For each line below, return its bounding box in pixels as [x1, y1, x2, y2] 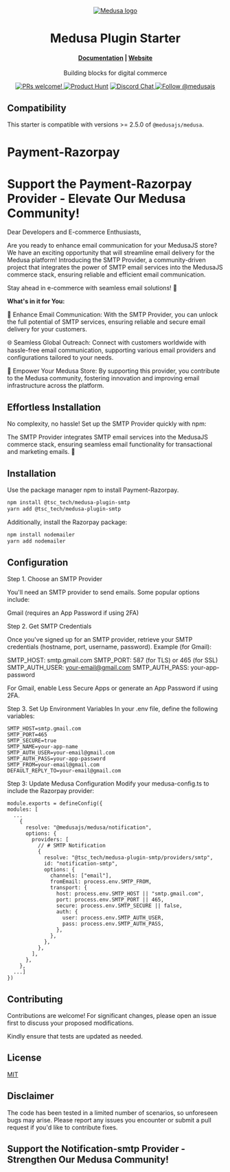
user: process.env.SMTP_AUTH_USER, [62, 915, 165, 922]
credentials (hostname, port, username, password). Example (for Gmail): [7, 643, 211, 651]
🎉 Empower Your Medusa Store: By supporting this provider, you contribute [7, 367, 220, 375]
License [7, 1052, 42, 1064]
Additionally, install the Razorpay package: [7, 518, 128, 526]
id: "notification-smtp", [43, 860, 118, 867]
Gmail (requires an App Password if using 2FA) [7, 609, 139, 617]
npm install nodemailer [7, 531, 76, 538]
